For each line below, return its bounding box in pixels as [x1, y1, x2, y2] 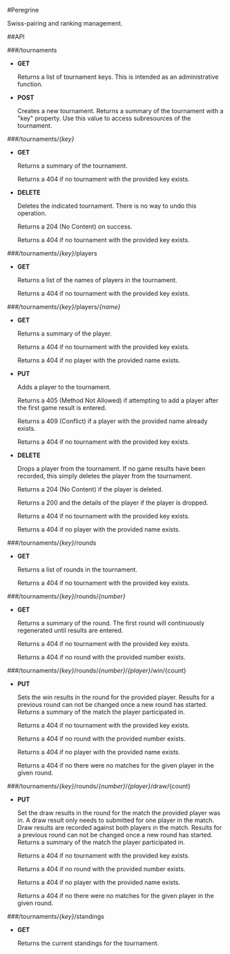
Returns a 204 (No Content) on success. [17, 222, 133, 231]
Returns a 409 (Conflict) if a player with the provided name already [17, 417, 208, 425]
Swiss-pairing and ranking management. [7, 19, 123, 27]
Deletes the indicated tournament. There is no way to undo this [17, 202, 197, 210]
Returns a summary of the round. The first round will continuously [17, 619, 205, 627]
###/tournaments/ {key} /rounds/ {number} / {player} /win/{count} [7, 666, 186, 674]
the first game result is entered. [17, 404, 107, 411]
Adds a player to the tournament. [17, 383, 112, 391]
